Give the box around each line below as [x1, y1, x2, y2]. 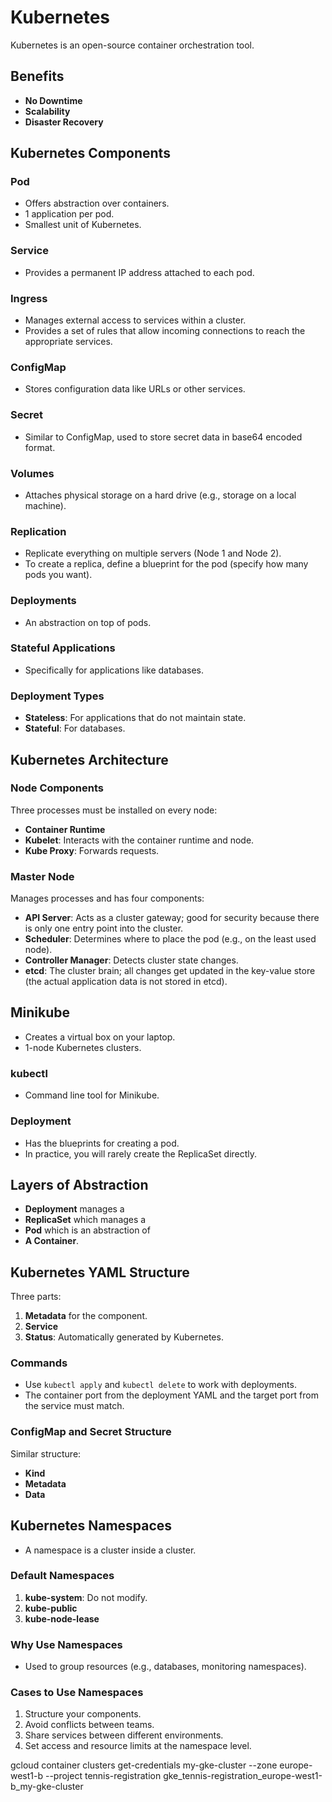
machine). [24, 499, 67, 511]
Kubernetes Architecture [10, 751, 169, 768]
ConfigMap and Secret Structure [10, 1425, 172, 1439]
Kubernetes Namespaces [10, 1517, 173, 1535]
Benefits [10, 68, 65, 85]
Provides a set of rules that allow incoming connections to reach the [24, 325, 306, 337]
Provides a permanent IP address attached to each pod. [24, 266, 255, 278]
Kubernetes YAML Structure [10, 1264, 190, 1281]
